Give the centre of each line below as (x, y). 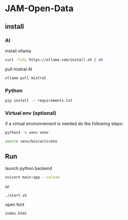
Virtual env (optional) (31, 113)
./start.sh (16, 195)
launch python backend (29, 168)
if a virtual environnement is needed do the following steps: (64, 124)
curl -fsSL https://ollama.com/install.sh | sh (54, 60)
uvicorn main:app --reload (32, 177)
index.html (16, 214)
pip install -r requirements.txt (39, 100)
